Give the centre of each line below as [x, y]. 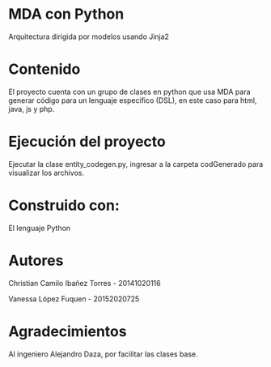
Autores [36, 260]
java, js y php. [32, 109]
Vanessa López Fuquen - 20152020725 [74, 299]
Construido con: [64, 205]
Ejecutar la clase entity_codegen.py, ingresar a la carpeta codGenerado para [136, 164]
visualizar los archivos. [47, 173]
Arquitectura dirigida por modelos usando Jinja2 [89, 36]
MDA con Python [66, 14]
